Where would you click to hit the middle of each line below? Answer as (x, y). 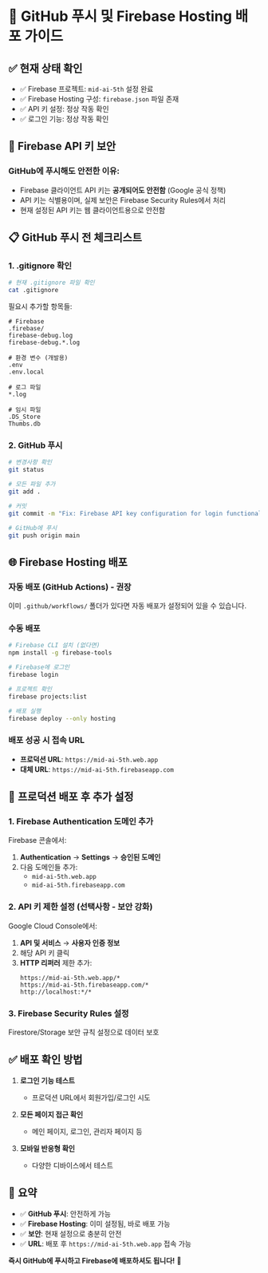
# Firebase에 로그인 (39, 667)
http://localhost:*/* (55, 992)
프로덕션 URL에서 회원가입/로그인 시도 (91, 1097)
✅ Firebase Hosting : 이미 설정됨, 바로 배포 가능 (95, 1224)
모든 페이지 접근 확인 (51, 1114)
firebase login (33, 675)
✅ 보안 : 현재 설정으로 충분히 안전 (71, 1233)
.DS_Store (25, 417)
